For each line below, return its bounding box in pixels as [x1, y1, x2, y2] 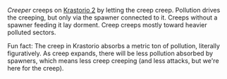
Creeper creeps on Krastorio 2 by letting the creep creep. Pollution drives [7, 6, 221, 14]
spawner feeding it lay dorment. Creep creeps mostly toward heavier [7, 21, 208, 29]
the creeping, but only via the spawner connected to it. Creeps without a [7, 13, 218, 22]
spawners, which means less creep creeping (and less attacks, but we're [7, 57, 220, 65]
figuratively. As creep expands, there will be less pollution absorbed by [7, 49, 214, 57]
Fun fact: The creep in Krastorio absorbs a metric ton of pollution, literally [7, 42, 221, 50]
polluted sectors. [7, 28, 56, 36]
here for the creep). [7, 64, 64, 72]
